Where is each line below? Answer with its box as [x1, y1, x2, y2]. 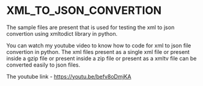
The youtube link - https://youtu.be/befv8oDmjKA [6, 73, 131, 80]
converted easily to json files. [6, 61, 81, 68]
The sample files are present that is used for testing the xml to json [6, 24, 175, 31]
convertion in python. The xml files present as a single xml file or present [6, 48, 190, 55]
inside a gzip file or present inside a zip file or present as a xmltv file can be [6, 55, 197, 62]
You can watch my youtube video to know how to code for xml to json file [6, 42, 191, 49]
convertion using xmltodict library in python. [6, 30, 118, 37]
